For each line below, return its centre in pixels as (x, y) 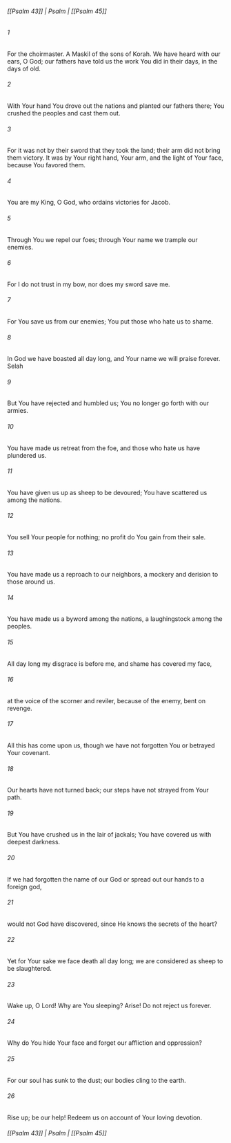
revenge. (20, 708)
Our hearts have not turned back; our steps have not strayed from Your (108, 790)
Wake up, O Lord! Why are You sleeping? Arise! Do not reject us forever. (109, 1006)
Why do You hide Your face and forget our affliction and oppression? (104, 1043)
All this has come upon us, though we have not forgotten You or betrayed (111, 745)
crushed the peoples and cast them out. (64, 113)
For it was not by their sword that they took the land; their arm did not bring (114, 151)
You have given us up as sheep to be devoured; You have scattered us (107, 492)
